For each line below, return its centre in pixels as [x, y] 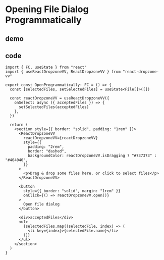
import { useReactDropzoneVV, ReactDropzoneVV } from [63, 72]
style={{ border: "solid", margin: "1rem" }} [72, 191]
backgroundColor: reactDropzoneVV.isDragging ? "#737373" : [92, 156]
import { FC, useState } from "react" [46, 67]
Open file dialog [41, 204]
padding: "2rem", [46, 147]
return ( [19, 125]
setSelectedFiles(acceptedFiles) [54, 107]
